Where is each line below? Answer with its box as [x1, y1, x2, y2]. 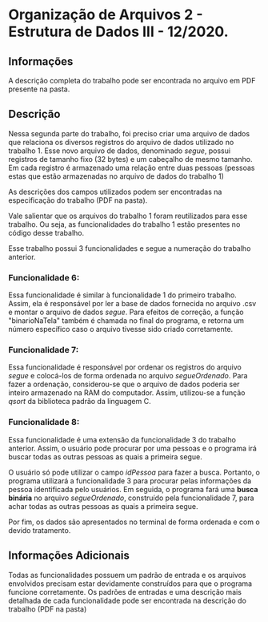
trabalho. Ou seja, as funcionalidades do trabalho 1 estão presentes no [8, 219, 241, 229]
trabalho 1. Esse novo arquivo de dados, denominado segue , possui [8, 146, 230, 155]
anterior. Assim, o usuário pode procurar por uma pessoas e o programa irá [8, 443, 258, 453]
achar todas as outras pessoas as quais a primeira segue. [8, 501, 198, 511]
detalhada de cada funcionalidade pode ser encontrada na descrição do [8, 596, 246, 605]
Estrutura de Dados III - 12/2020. [8, 22, 230, 41]
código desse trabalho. [8, 228, 85, 237]
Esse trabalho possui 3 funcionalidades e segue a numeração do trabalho [8, 243, 251, 253]
